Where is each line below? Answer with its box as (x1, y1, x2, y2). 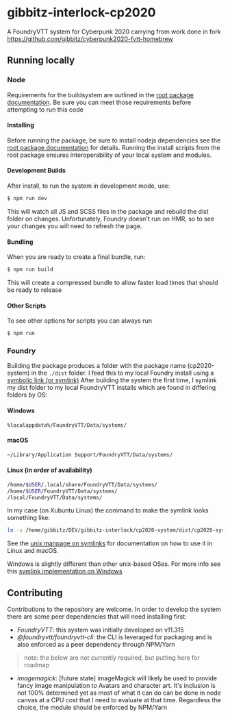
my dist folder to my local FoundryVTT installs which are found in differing (7, 384, 216, 392)
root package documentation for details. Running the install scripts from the (7, 143, 220, 151)
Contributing (7, 587, 63, 599)
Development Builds (7, 166, 66, 175)
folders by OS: (7, 391, 48, 399)
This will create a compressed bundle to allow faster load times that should (7, 278, 218, 286)
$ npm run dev (7, 195, 48, 202)
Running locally (7, 55, 75, 66)
